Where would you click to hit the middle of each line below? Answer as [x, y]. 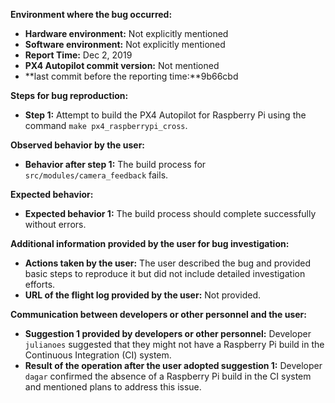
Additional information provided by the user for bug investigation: [150, 243]
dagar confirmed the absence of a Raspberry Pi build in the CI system [168, 376]
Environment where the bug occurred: [91, 14]
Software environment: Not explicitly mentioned [125, 44]
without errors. [55, 224]
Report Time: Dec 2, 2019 [78, 55]
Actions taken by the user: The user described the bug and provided [167, 263]
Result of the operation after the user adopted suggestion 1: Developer [173, 365]
